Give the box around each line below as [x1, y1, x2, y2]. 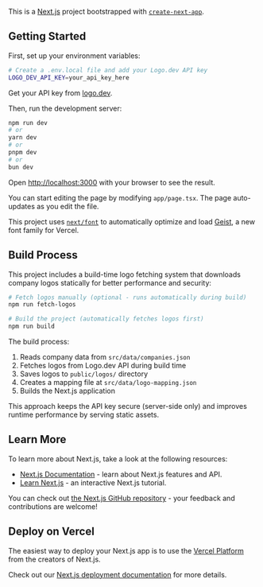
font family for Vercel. [8, 225, 79, 235]
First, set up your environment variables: [8, 51, 141, 60]
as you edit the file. [37, 201, 99, 211]
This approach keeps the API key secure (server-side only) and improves [8, 402, 248, 410]
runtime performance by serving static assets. [8, 410, 160, 419]
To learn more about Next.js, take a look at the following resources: [8, 453, 228, 464]
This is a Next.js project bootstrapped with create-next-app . [8, 7, 205, 16]
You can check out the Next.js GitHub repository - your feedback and [8, 493, 236, 503]
